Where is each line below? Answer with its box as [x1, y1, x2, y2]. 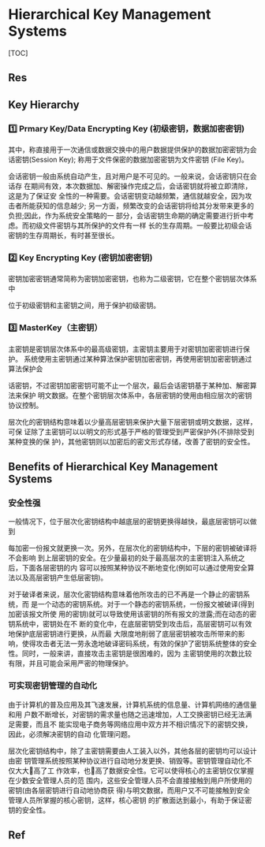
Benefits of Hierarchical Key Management [8, 460, 218, 474]
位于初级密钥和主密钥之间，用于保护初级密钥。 [8, 301, 160, 310]
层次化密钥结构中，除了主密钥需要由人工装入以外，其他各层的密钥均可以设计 [8, 746, 257, 756]
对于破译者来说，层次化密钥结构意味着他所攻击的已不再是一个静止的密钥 [8, 589, 243, 600]
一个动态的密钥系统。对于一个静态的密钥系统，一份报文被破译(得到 [37, 600, 255, 609]
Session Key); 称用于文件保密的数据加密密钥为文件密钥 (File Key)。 [31, 155, 248, 165]
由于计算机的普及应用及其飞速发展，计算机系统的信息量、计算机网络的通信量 [8, 700, 257, 709]
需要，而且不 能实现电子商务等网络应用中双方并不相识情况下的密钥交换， [14, 719, 252, 729]
